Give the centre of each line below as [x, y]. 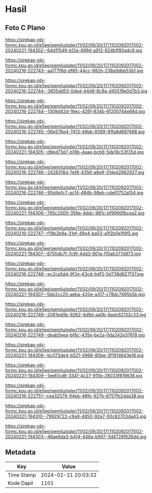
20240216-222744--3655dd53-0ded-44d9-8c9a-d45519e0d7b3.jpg [76, 91]
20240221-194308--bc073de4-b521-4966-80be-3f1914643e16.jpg [74, 355]
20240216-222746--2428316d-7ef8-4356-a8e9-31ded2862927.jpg [75, 172]
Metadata [20, 452]
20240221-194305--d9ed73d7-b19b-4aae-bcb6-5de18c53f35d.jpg [75, 152]
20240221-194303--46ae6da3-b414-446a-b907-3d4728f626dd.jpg [76, 437]
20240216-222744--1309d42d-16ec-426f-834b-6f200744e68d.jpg [75, 111]
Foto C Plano [25, 28]
